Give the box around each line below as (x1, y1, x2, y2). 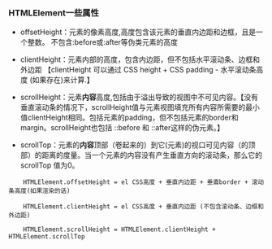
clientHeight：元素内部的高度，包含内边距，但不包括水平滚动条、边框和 (19, 55, 260, 64)
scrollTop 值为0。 (19, 160, 80, 170)
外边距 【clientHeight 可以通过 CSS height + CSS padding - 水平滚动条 (19, 65, 257, 75)
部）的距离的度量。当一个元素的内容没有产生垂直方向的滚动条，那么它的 (19, 151, 262, 160)
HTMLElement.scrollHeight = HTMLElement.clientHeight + (23, 225, 217, 234)
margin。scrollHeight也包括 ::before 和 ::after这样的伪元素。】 (19, 123, 225, 133)
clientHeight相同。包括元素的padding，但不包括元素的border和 (27, 112, 239, 123)
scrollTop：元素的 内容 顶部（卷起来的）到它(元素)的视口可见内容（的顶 (19, 140, 256, 150)
